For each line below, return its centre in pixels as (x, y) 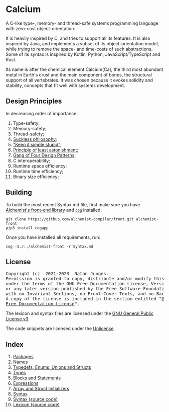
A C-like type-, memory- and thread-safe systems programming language (82, 23)
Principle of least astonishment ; (46, 150)
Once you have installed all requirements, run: (53, 237)
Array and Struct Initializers (41, 389)
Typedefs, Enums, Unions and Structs (52, 367)
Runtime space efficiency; (40, 166)
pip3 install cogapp (27, 228)
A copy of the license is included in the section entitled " (84, 299)
